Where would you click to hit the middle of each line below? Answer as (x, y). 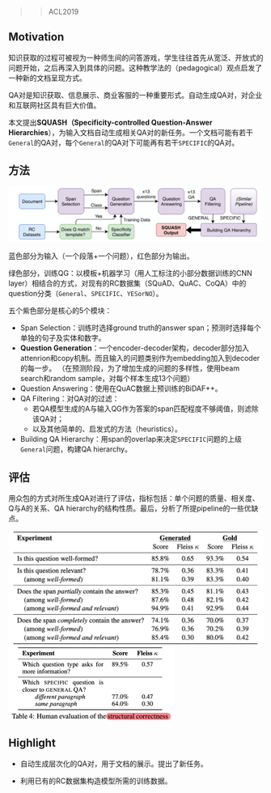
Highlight (32, 743)
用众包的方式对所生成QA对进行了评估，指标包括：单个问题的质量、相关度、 (134, 498)
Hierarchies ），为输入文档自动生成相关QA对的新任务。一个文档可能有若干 (131, 132)
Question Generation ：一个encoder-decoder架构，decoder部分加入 (134, 348)
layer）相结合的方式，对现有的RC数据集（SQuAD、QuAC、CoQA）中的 (127, 283)
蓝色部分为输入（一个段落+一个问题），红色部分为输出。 (101, 256)
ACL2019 (64, 12)
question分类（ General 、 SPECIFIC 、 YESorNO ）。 (86, 294)
